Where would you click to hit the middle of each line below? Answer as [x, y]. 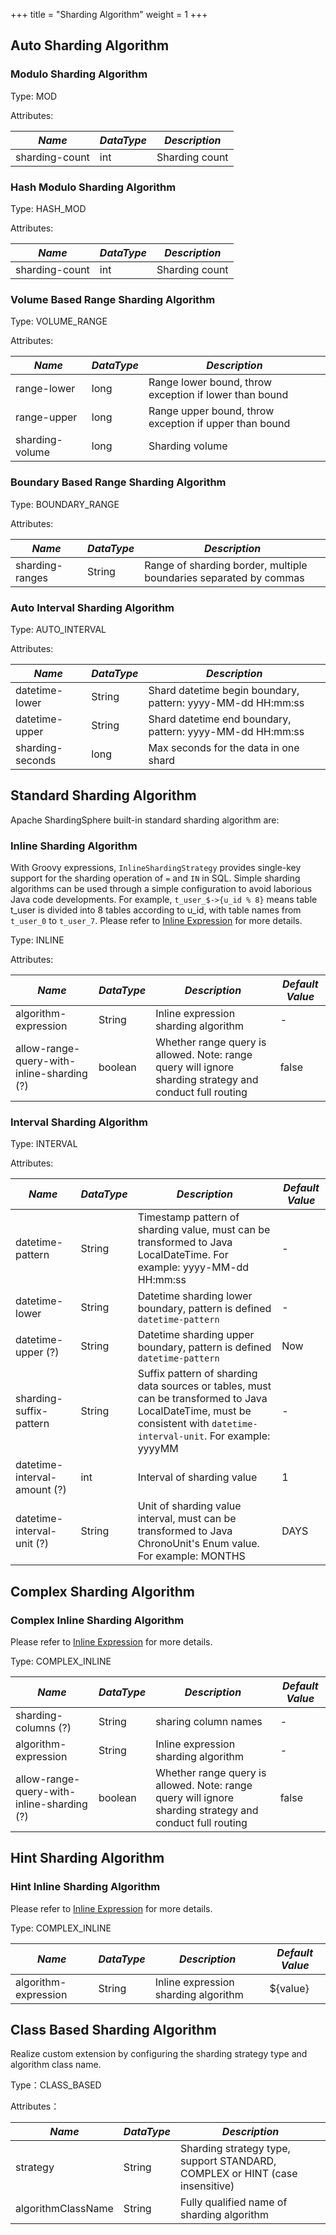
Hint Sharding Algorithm [87, 1858]
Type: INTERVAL [44, 1144]
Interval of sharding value [197, 1477]
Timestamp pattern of [188, 1217]
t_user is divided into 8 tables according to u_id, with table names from [156, 910]
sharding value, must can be [204, 1230]
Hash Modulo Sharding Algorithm [93, 187]
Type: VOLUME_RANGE [59, 321]
